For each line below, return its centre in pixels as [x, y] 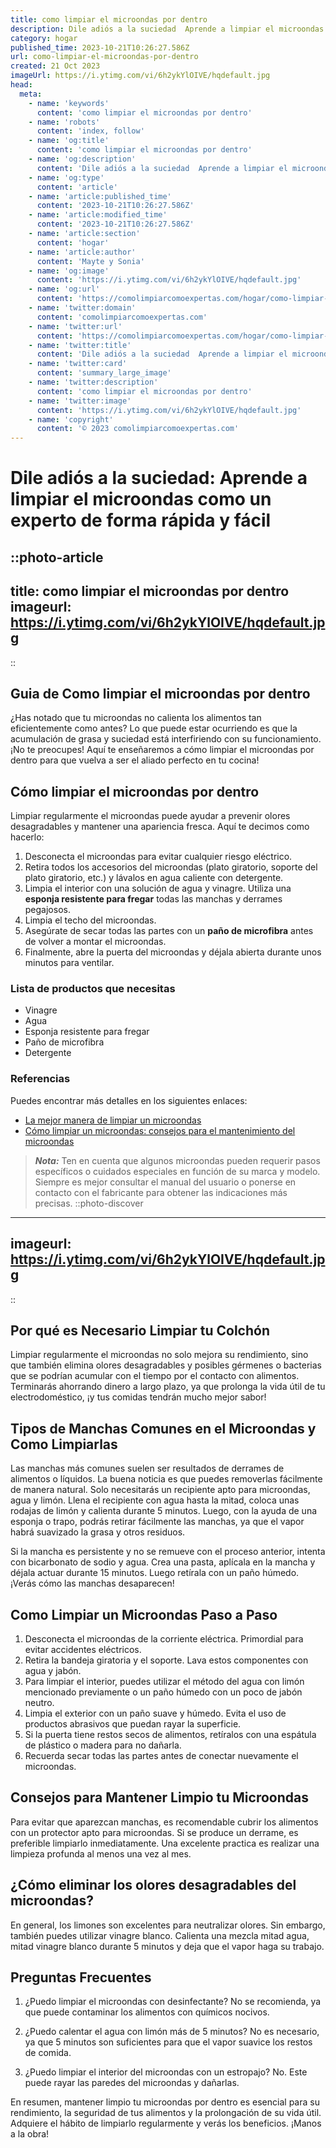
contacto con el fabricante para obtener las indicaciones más [161, 1192]
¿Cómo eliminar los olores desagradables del [153, 1885]
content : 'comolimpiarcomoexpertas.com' [122, 317]
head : [21, 85]
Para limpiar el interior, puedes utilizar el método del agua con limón [164, 1681]
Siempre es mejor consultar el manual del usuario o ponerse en [165, 1182]
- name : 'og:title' [69, 141]
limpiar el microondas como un [141, 499]
